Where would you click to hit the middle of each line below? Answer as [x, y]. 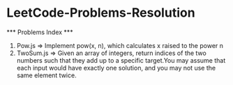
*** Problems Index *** [40, 32]
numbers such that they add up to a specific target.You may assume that [121, 60]
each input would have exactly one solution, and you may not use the [116, 68]
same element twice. [47, 75]
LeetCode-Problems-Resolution [101, 13]
